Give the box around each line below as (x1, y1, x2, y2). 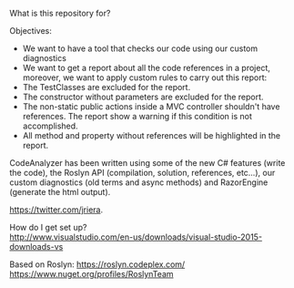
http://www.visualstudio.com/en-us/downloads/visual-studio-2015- (9, 231, 262, 242)
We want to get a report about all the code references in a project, (22, 63, 270, 73)
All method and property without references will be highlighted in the (22, 130, 281, 140)
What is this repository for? (9, 8, 111, 18)
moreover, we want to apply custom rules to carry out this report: (22, 72, 268, 83)
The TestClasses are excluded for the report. (22, 82, 191, 92)
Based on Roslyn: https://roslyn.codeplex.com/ (9, 259, 186, 270)
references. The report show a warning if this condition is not (22, 111, 253, 121)
